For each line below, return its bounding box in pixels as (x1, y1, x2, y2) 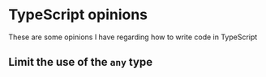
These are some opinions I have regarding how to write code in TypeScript (8, 32, 258, 42)
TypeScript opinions (8, 6, 148, 24)
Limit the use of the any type (8, 55, 152, 69)
